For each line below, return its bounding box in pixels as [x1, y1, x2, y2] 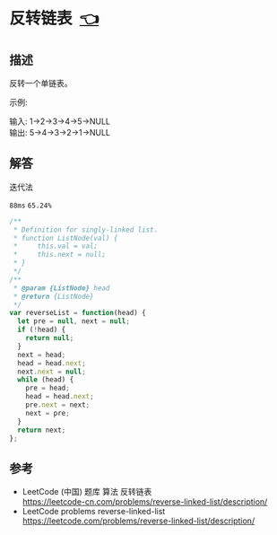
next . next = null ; [17, 367, 87, 376]
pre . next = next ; [25, 400, 91, 409]
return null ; [25, 334, 74, 343]
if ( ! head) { [17, 325, 66, 335]
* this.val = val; [13, 241, 99, 251]
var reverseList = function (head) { [9, 309, 146, 318]
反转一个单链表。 [9, 78, 73, 88]
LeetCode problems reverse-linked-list [22, 506, 166, 517]
